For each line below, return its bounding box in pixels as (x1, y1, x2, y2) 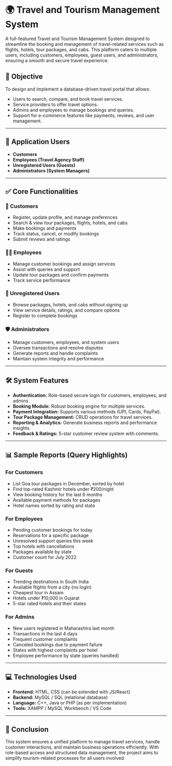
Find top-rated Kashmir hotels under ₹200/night (12, 486, 114, 492)
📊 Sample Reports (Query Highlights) (5, 451, 128, 460)
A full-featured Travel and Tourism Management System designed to (5, 35, 150, 42)
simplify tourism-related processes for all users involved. (5, 755, 125, 761)
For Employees (5, 515, 44, 522)
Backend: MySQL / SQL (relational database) (12, 695, 108, 701)
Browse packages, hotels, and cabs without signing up (12, 301, 128, 307)
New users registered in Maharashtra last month (12, 625, 115, 631)
